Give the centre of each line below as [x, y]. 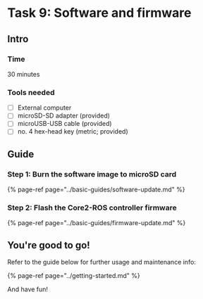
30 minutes [24, 74]
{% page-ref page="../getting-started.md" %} [74, 276]
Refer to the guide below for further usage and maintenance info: [101, 262]
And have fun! [27, 289]
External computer [44, 108]
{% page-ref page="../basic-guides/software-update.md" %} [96, 190]
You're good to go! [49, 245]
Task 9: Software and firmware [99, 13]
